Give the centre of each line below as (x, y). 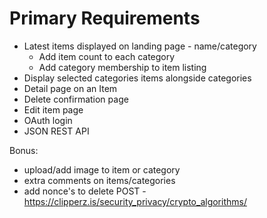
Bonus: (24, 150)
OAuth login (48, 120)
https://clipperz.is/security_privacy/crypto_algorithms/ (135, 201)
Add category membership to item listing (122, 67)
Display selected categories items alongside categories (137, 78)
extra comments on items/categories (99, 180)
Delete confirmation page (76, 99)
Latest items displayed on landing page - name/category (140, 46)
